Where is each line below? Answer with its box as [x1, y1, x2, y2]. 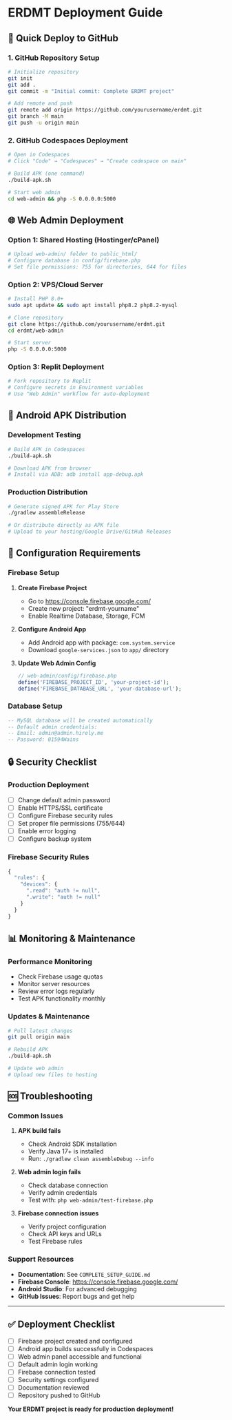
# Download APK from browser [8, 465, 92, 472]
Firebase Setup [8, 568, 60, 578]
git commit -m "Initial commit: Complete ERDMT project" [8, 87, 175, 94]
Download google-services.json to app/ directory [28, 645, 169, 654]
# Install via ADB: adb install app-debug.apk [8, 471, 144, 478]
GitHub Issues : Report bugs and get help [17, 1292, 135, 1300]
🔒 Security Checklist [8, 756, 97, 768]
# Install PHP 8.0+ [8, 295, 64, 302]
